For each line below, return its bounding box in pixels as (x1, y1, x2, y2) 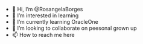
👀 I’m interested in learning (11, 12, 79, 19)
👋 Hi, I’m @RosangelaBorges (11, 6, 83, 12)
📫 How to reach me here (11, 32, 75, 38)
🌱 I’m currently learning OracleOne (11, 18, 98, 25)
